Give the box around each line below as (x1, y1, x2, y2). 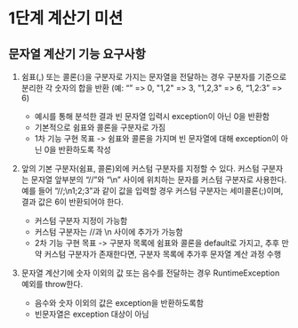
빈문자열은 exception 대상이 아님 (34, 308, 149, 319)
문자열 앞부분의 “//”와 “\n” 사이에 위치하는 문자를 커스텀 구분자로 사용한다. (30, 174, 287, 185)
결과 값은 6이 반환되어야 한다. (20, 196, 124, 207)
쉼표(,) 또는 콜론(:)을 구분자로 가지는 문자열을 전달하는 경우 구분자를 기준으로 (20, 72, 286, 82)
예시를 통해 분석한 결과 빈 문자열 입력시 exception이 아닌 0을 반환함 (34, 111, 270, 121)
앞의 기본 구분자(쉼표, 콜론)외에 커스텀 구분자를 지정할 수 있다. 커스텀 (20, 164, 260, 173)
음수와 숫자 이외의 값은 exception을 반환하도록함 (34, 298, 204, 308)
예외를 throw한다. (20, 279, 84, 289)
